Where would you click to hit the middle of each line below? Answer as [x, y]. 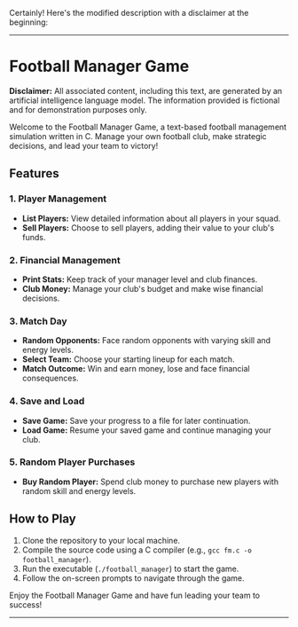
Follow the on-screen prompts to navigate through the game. [133, 578]
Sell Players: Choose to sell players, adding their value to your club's [148, 227]
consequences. [50, 378]
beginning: [29, 22]
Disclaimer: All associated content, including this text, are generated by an [146, 90]
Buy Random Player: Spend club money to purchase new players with [150, 482]
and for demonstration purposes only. [78, 109]
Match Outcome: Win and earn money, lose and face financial [136, 369]
